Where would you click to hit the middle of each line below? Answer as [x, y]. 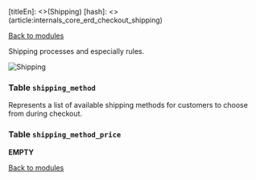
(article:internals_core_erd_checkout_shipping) [86, 20]
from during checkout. [45, 114]
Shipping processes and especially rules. [76, 51]
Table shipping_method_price [65, 134]
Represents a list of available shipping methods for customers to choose [128, 105]
